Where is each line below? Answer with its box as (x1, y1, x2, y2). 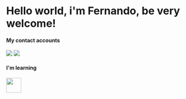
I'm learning (6, 64, 37, 71)
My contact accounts (6, 37, 60, 44)
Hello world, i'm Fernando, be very (6, 4, 181, 18)
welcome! (6, 17, 57, 30)
